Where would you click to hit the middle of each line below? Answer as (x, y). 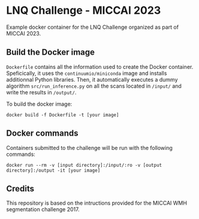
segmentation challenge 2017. (43, 209)
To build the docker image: (39, 104)
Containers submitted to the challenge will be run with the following (89, 148)
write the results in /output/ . (41, 92)
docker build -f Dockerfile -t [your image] (63, 115)
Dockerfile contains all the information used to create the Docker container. (100, 67)
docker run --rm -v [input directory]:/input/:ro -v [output (84, 165)
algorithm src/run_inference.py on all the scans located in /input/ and (94, 86)
